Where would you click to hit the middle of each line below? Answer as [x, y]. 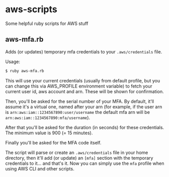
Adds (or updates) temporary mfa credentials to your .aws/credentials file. [84, 51]
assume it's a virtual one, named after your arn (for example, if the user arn [84, 107]
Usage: [13, 62]
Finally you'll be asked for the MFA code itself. [53, 142]
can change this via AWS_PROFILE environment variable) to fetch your [79, 86]
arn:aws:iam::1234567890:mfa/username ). [48, 117]
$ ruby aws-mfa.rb [25, 71]
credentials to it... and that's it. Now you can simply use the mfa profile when [85, 163]
